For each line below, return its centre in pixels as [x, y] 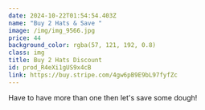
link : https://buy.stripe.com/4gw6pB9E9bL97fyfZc [93, 75]
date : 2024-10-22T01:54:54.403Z [62, 16]
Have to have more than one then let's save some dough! [103, 97]
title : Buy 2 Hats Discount [55, 61]
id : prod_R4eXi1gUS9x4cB [50, 68]
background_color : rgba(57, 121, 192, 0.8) [82, 45]
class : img [27, 53]
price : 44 [25, 38]
